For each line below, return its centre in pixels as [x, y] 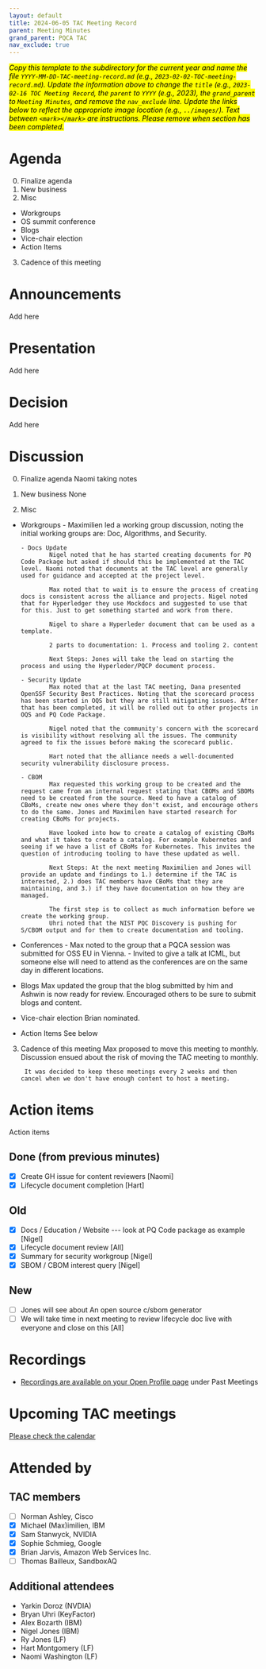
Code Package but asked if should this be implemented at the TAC [132, 562]
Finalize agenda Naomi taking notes [79, 478]
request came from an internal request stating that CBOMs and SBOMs [138, 791]
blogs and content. [51, 1003]
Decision [38, 403]
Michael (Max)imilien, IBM [63, 1525]
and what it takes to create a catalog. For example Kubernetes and [136, 840]
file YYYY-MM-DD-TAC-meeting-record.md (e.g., [81, 76]
